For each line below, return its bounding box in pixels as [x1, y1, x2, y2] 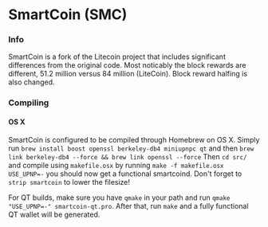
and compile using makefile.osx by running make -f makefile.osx [8, 160, 225, 170]
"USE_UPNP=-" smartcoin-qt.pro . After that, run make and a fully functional [8, 201, 249, 210]
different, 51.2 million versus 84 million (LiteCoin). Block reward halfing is [8, 69, 248, 79]
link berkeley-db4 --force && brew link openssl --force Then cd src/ [8, 151, 247, 161]
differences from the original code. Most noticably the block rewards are [8, 61, 246, 70]
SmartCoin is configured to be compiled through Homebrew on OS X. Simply [8, 135, 260, 144]
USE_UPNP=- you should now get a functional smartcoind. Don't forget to [8, 169, 242, 178]
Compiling [8, 97, 49, 108]
